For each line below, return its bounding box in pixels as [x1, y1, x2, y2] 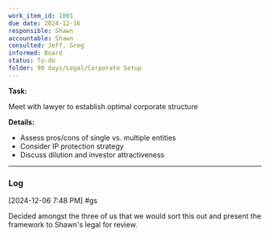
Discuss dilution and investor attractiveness [19, 149, 165, 159]
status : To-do [8, 57, 56, 65]
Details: [8, 117, 35, 127]
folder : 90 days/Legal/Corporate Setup [8, 64, 142, 72]
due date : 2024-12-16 [8, 19, 81, 27]
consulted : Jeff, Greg [8, 42, 84, 50]
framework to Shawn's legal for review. [8, 220, 138, 230]
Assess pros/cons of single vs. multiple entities [19, 133, 177, 142]
